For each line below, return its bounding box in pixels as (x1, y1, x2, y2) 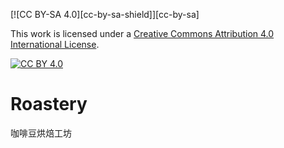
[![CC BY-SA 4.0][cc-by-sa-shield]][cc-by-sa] (10, 9, 200, 20)
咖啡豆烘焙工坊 (10, 127, 72, 139)
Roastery (10, 93, 88, 116)
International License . (10, 39, 100, 50)
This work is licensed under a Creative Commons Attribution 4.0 (10, 28, 275, 39)
